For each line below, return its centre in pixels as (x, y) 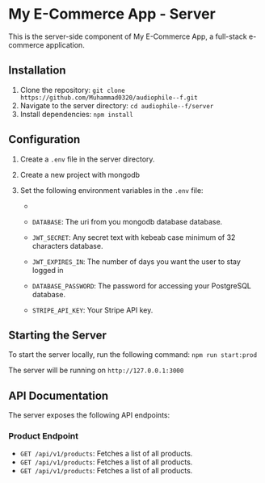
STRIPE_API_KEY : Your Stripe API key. (93, 310)
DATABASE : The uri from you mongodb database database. (127, 221)
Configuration (44, 139)
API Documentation (59, 395)
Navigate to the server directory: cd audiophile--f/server (117, 105)
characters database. (67, 246)
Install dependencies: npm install (76, 114)
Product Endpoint (44, 436)
